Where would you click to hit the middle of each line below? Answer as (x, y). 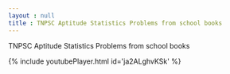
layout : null (32, 16)
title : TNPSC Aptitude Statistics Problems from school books (115, 23)
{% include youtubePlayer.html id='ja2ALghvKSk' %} (95, 61)
